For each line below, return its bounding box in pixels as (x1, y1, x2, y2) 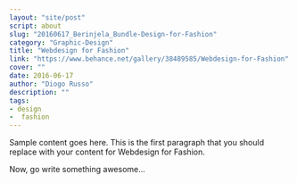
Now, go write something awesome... (9, 164, 145, 175)
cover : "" (9, 63, 46, 72)
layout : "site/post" (9, 12, 87, 22)
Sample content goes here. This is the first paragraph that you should (9, 137, 265, 148)
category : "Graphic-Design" (9, 37, 114, 47)
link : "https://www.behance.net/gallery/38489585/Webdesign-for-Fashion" (9, 54, 290, 63)
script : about (9, 21, 62, 30)
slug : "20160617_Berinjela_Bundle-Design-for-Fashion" (9, 29, 218, 38)
